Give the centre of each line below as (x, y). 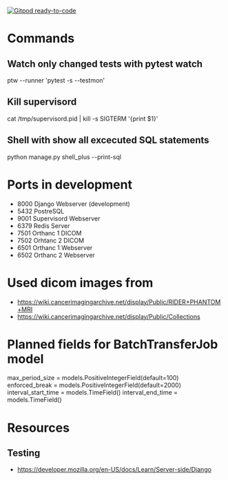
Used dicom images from (80, 283)
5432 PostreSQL (41, 211)
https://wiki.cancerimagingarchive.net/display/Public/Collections (109, 316)
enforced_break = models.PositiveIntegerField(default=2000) (94, 385)
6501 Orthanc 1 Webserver (55, 247)
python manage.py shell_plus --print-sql (64, 157)
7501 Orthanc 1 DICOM (49, 233)
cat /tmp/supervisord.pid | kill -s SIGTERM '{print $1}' (83, 118)
